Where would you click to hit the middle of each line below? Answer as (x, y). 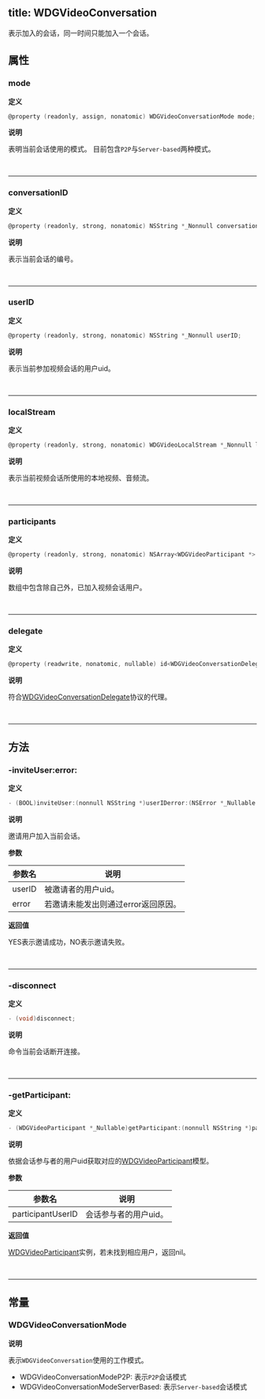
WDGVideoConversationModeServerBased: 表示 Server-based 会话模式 (133, 1386)
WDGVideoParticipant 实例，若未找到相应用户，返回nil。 (99, 1252)
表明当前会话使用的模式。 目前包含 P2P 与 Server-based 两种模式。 (112, 149)
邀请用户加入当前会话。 (46, 836)
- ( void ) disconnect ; (42, 1019)
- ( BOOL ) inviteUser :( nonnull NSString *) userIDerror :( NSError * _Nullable (132, 803)
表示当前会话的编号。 (43, 259)
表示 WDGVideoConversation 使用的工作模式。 (78, 1360)
